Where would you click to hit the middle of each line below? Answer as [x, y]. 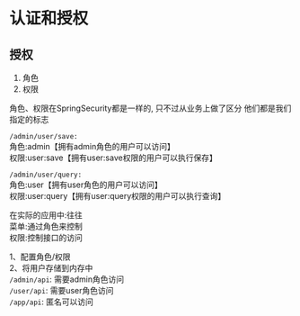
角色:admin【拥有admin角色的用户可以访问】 [92, 146]
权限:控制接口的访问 [46, 238]
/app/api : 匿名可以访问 [52, 302]
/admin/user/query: [46, 175]
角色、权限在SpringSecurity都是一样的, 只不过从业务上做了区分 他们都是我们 [150, 108]
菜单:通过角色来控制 [46, 226]
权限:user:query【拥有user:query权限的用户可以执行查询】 [118, 196]
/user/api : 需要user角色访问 [62, 290]
